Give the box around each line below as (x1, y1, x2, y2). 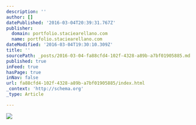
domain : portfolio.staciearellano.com (11, 31, 108, 37)
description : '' (6, 8, 46, 15)
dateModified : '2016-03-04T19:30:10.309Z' (6, 42, 113, 48)
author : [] (6, 14, 33, 20)
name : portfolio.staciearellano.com (11, 36, 102, 42)
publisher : (6, 25, 33, 31)
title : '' (6, 47, 31, 53)
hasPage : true (6, 69, 42, 75)
